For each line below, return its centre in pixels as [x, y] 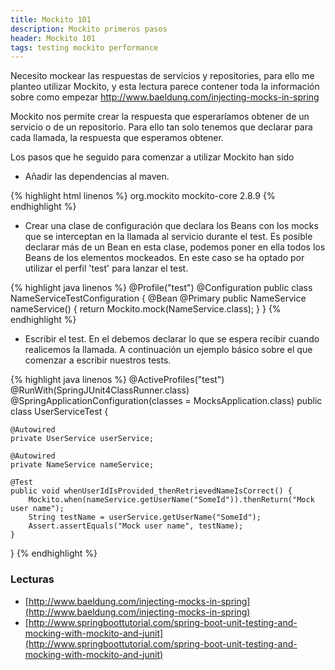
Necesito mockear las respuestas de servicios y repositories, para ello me [162, 76]
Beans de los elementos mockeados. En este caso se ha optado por [164, 258]
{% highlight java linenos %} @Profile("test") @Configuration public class [161, 288]
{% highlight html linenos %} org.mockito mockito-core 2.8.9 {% [143, 196]
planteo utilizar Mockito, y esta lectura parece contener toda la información [165, 87]
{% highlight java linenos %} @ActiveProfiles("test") [117, 380]
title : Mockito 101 [51, 19]
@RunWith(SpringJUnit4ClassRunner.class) [100, 390]
